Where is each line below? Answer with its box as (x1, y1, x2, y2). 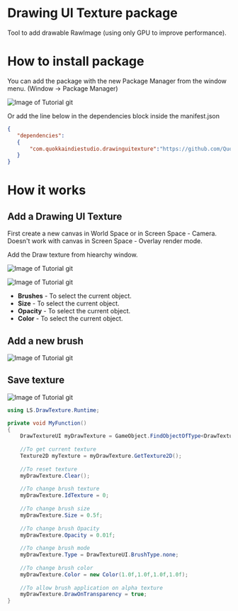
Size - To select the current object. (17, 299, 120, 308)
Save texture (7, 374, 65, 386)
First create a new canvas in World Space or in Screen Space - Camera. (7, 229, 217, 238)
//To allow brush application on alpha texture (20, 584, 163, 591)
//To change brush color (20, 564, 93, 571)
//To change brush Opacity (20, 525, 100, 532)
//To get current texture (20, 446, 97, 453)
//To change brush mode (20, 544, 91, 552)
